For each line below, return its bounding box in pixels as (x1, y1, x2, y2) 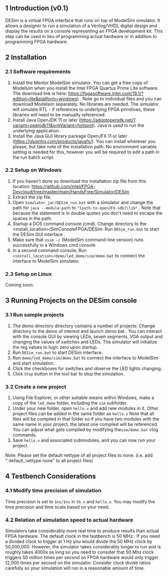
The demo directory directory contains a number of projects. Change (12, 323, 155, 329)
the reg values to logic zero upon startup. (12, 344, 98, 350)
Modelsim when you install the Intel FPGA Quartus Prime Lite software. (12, 85, 159, 91)
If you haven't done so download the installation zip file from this (12, 178, 146, 184)
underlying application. (12, 127, 60, 133)
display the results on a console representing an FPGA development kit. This (5, 28, 163, 34)
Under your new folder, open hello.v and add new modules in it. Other (12, 406, 159, 412)
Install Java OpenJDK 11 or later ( (12, 117, 81, 123)
